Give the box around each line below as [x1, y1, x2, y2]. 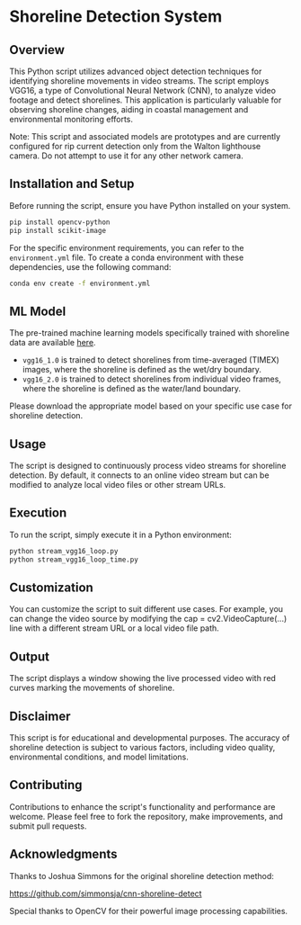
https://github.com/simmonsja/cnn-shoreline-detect [9, 888, 202, 899]
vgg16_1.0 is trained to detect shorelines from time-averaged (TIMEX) [22, 355, 280, 365]
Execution [9, 506, 67, 521]
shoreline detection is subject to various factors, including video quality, [9, 742, 276, 753]
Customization [9, 580, 94, 596]
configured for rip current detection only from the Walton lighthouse [9, 141, 261, 151]
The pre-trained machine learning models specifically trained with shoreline [9, 328, 290, 338]
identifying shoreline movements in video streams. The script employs [9, 76, 270, 86]
